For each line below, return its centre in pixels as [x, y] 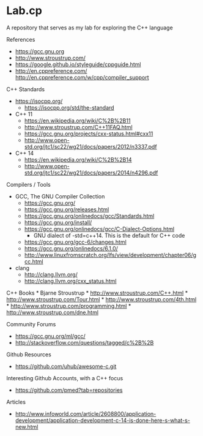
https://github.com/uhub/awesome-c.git [66, 366]
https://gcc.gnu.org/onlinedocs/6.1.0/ [71, 248]
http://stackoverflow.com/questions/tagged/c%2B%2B [84, 342]
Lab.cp [24, 11]
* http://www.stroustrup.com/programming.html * [69, 306]
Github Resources [29, 354]
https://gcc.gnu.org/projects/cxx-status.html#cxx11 [89, 133]
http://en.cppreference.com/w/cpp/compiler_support [82, 77]
